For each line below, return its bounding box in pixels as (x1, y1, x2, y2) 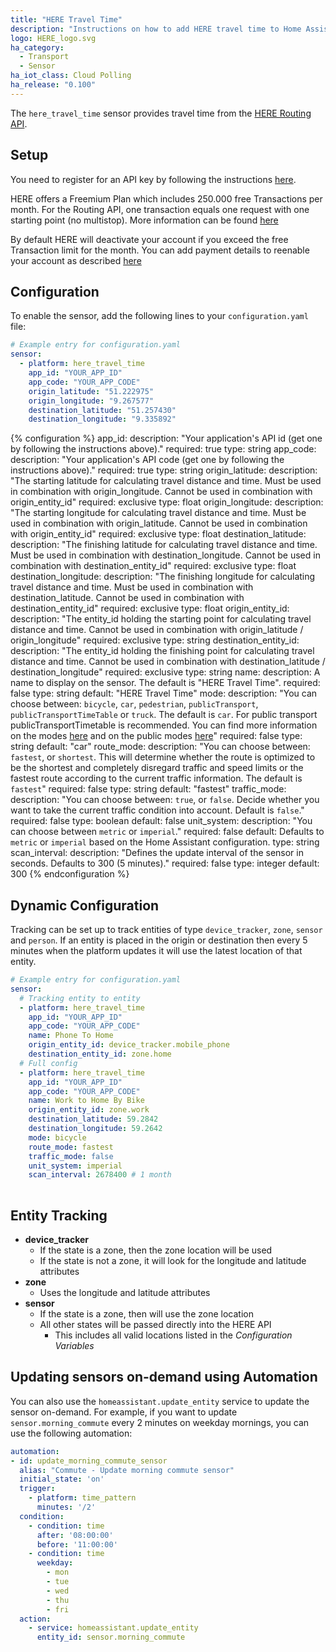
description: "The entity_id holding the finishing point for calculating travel (10, 645, 315, 657)
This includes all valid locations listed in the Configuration (54, 1329, 293, 1341)
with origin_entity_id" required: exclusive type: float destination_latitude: (10, 528, 307, 540)
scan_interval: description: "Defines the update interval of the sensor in (10, 847, 304, 859)
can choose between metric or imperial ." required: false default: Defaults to (10, 826, 325, 838)
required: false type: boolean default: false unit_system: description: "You (10, 815, 313, 827)
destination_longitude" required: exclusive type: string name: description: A (10, 666, 321, 678)
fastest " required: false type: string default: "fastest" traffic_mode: (10, 783, 287, 795)
